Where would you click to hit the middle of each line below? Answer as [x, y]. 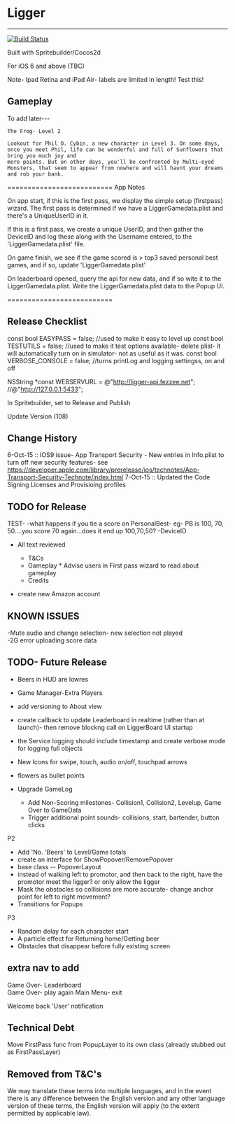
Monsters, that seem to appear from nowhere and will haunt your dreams [115, 168]
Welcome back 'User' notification [55, 1006]
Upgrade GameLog [45, 789]
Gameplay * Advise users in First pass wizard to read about [113, 565]
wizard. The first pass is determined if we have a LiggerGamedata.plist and [115, 208]
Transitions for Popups [50, 904]
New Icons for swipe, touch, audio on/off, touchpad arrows [102, 761]
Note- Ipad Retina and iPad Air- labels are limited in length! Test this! [106, 79]
